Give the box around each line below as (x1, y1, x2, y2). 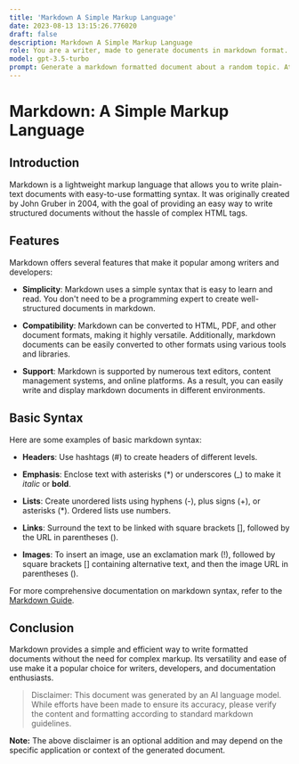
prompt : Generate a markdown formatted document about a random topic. (9, 63, 280, 72)
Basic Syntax (9, 411, 84, 426)
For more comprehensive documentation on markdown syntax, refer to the (9, 585, 283, 596)
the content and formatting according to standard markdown (30, 709, 254, 719)
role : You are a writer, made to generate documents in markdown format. (9, 46, 289, 55)
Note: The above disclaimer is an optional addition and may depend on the (9, 735, 283, 746)
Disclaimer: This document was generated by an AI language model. (30, 690, 282, 701)
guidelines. (30, 719, 72, 729)
